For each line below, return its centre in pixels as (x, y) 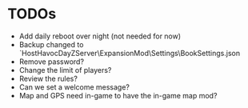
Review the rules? (48, 78)
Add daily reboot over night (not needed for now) (100, 36)
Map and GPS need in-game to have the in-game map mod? (118, 95)
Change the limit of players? (65, 70)
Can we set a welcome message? (74, 87)
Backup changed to (51, 44)
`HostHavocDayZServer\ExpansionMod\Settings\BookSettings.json (130, 53)
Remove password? (52, 62)
